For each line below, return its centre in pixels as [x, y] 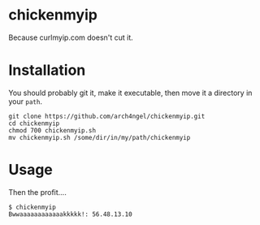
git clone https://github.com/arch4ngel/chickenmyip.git [107, 116]
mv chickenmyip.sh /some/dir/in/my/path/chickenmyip [100, 137]
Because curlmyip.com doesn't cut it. [71, 37]
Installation [47, 70]
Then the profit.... [37, 192]
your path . [26, 101]
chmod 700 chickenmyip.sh [52, 130]
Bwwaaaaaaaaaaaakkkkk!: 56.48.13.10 [70, 214]
